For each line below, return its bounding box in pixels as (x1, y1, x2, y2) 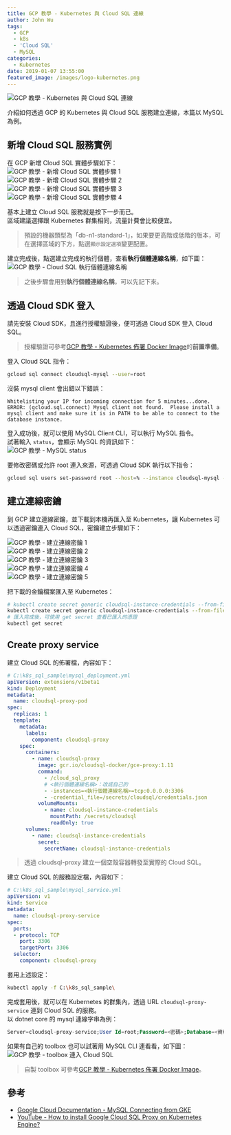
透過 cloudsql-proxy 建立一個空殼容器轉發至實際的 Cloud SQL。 (23, 858, 205, 866)
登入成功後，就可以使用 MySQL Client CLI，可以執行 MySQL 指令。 (7, 428, 197, 437)
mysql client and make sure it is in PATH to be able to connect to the (7, 410, 220, 417)
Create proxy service (7, 639, 100, 651)
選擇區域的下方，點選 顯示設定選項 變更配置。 (30, 240, 152, 248)
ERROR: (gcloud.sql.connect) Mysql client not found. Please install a (7, 404, 220, 410)
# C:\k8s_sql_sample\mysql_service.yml (7, 886, 122, 894)
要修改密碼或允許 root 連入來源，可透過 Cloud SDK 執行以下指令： (7, 461, 195, 469)
